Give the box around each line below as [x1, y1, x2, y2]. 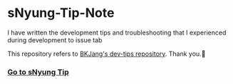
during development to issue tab [7, 35, 103, 44]
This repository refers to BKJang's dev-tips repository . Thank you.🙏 [7, 49, 206, 58]
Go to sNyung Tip [7, 67, 69, 77]
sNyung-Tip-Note [7, 5, 115, 21]
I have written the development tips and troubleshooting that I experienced [7, 28, 227, 37]
